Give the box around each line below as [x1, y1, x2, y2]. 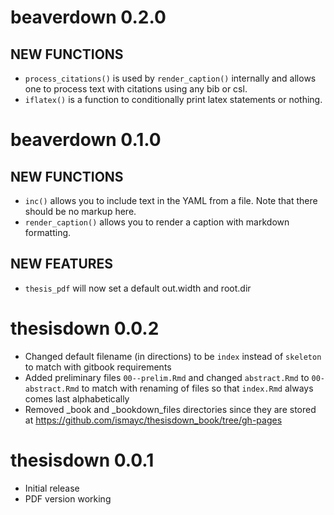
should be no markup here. [24, 206, 137, 217]
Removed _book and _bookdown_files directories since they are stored [24, 403, 317, 415]
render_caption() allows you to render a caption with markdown [24, 216, 290, 228]
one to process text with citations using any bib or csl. [24, 83, 248, 95]
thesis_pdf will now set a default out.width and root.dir [24, 282, 252, 294]
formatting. [24, 227, 72, 238]
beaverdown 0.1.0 [10, 129, 162, 151]
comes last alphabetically [24, 392, 130, 405]
